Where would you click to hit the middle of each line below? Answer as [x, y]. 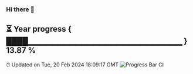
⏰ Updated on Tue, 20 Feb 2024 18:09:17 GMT [62, 65]
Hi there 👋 [21, 9]
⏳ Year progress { [39, 29]
